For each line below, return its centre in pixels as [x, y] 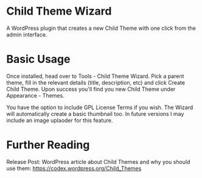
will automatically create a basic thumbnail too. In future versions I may [95, 113]
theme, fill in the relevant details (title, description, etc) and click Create [96, 82]
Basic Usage [38, 59]
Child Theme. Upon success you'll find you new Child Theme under [91, 89]
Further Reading [48, 145]
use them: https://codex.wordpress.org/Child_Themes [74, 168]
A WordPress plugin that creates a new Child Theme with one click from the [101, 28]
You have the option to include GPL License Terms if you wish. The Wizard [100, 107]
